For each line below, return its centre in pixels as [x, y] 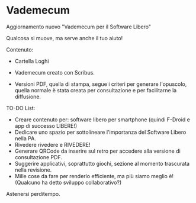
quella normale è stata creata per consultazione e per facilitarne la [96, 90]
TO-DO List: [21, 108]
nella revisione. [33, 170]
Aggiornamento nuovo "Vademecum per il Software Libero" [79, 27]
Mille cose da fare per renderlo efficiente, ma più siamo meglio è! [94, 176]
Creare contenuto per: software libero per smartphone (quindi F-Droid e [102, 120]
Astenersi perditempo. [33, 194]
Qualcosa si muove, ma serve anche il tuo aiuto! [65, 38]
